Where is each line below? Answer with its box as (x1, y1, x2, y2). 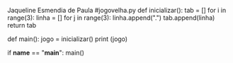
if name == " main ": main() (7, 49, 85, 57)
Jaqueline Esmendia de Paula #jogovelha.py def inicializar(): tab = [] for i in (7, 6, 227, 14)
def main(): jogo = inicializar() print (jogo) (7, 35, 128, 43)
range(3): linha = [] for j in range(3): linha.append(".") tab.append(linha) (7, 13, 215, 22)
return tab (7, 21, 37, 29)
